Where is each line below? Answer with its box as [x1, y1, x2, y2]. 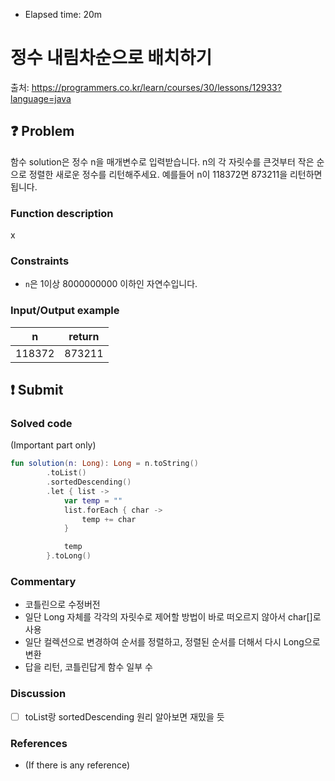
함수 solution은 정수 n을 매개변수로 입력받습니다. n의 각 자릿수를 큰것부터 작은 [10, 155, 315, 168]
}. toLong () [46, 551, 92, 561]
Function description [10, 206, 114, 220]
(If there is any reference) [24, 759, 131, 771]
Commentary [10, 575, 77, 588]
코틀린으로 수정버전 [24, 599, 101, 611]
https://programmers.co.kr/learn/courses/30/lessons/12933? [31, 81, 282, 93]
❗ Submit [10, 382, 64, 399]
